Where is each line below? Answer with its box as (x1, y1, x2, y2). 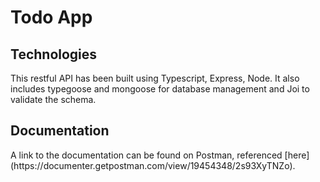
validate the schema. (10, 94, 97, 105)
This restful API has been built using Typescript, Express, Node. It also (10, 72, 300, 84)
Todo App (10, 6, 93, 29)
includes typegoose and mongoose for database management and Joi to (10, 83, 310, 95)
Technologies (10, 46, 98, 63)
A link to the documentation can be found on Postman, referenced (10, 149, 283, 161)
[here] (284, 149, 310, 161)
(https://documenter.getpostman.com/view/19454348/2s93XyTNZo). (10, 159, 296, 171)
